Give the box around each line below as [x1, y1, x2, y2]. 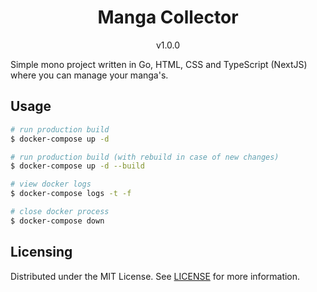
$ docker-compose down [10, 216, 105, 226]
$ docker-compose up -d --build [10, 161, 145, 171]
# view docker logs [10, 179, 92, 190]
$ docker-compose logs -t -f [10, 189, 132, 199]
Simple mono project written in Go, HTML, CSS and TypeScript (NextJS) [10, 58, 308, 70]
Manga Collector [97, 6, 239, 29]
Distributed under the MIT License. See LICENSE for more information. [10, 270, 301, 282]
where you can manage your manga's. [10, 69, 169, 81]
